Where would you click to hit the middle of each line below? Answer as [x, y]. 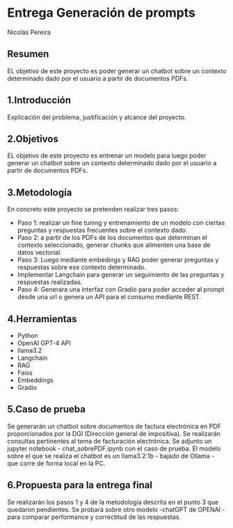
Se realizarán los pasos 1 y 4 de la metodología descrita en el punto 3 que [113, 502]
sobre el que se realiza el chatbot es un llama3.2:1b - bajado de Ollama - [111, 455]
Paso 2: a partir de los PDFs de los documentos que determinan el [112, 238]
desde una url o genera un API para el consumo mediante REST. [109, 297]
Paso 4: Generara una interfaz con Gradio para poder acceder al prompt [121, 289]
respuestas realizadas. [50, 282]
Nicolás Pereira [29, 32]
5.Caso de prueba [46, 409]
